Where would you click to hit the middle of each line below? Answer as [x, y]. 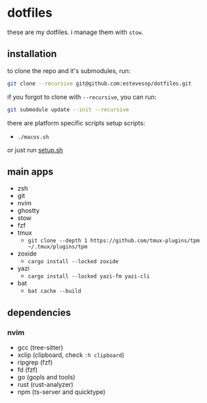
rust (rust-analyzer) [45, 385]
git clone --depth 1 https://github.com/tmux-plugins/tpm [114, 241]
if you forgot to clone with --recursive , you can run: [82, 97]
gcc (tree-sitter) [40, 347]
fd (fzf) [28, 370]
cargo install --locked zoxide [73, 262]
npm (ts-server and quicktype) [61, 392]
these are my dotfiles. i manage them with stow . [75, 32]
